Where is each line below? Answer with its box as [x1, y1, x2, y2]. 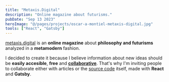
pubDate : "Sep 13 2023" [5, 17, 56, 22]
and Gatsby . [5, 71, 31, 77]
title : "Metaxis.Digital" [5, 7, 60, 13]
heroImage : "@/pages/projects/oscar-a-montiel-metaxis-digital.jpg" [5, 21, 153, 27]
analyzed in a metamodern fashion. [5, 45, 80, 51]
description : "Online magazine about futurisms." [5, 12, 113, 17]
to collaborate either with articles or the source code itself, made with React [5, 66, 164, 72]
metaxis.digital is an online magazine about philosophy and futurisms [5, 40, 153, 46]
